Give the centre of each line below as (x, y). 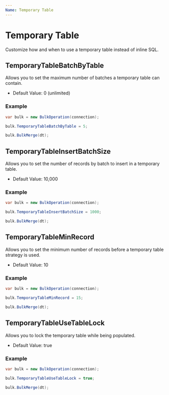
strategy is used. (23, 255)
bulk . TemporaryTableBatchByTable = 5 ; (46, 126)
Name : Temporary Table (29, 10)
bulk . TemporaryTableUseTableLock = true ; (50, 378)
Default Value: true (32, 345)
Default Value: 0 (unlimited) (41, 93)
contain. (14, 83)
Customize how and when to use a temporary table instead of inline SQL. (82, 50)
